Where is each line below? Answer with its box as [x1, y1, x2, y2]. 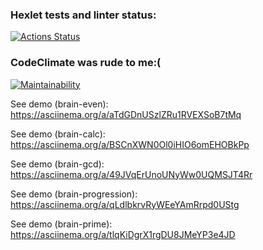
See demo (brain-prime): [10, 218, 113, 230]
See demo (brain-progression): [10, 188, 138, 200]
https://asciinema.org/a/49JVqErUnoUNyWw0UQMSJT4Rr [10, 168, 253, 180]
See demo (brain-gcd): [10, 158, 105, 170]
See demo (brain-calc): [10, 128, 106, 140]
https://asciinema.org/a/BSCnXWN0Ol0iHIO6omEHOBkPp [10, 138, 250, 150]
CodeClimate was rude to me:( [10, 56, 162, 70]
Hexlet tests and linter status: [10, 8, 157, 22]
